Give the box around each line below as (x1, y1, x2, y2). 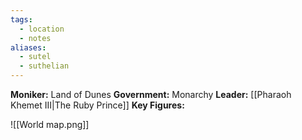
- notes (19, 33, 52, 43)
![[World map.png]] (10, 119, 90, 130)
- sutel (19, 52, 52, 62)
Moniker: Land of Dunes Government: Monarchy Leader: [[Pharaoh (10, 89, 292, 100)
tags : (10, 14, 33, 25)
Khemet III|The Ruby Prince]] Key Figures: (10, 99, 185, 111)
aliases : (10, 42, 47, 53)
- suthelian (19, 61, 70, 71)
